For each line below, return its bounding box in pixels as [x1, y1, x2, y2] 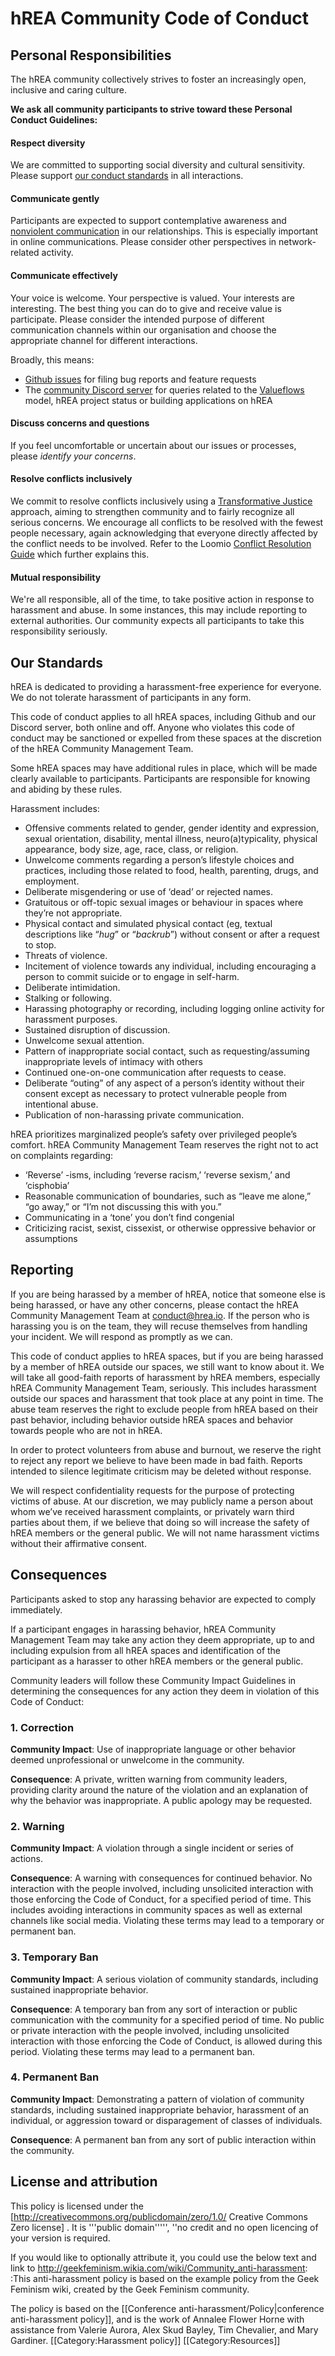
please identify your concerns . [10, 450, 137, 462]
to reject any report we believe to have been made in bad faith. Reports [10, 1454, 303, 1466]
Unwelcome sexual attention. [24, 1035, 145, 1047]
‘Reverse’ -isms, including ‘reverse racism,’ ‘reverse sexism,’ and [24, 1169, 291, 1181]
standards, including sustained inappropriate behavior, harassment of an [10, 2103, 310, 2116]
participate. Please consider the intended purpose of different [10, 313, 265, 325]
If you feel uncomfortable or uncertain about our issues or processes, [10, 439, 297, 451]
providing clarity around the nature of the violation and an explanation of [10, 1783, 309, 1796]
